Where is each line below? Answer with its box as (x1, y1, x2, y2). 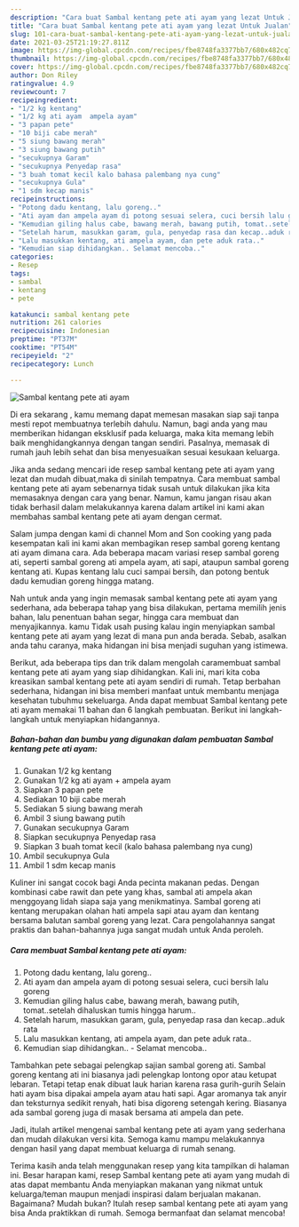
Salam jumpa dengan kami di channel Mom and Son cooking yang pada (10, 528, 272, 538)
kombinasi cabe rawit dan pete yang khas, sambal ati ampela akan (10, 887, 253, 897)
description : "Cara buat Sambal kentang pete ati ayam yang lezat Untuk (10, 12, 285, 22)
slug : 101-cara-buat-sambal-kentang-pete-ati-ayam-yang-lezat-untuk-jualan (10, 29, 296, 38)
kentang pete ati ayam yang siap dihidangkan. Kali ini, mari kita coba (10, 666, 261, 677)
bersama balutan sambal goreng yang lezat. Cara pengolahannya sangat (10, 915, 276, 926)
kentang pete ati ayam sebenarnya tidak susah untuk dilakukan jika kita (10, 482, 271, 493)
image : (10, 46, 35, 55)
